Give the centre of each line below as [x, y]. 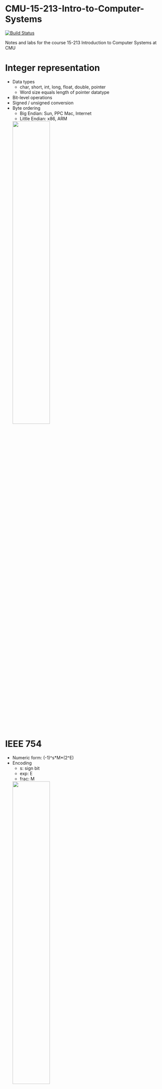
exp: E [26, 773]
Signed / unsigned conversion [43, 103]
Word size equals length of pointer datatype [65, 92]
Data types [24, 81]
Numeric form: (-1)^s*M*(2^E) [43, 757]
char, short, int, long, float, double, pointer [63, 87]
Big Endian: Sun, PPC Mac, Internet [55, 113]
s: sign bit [30, 768]
